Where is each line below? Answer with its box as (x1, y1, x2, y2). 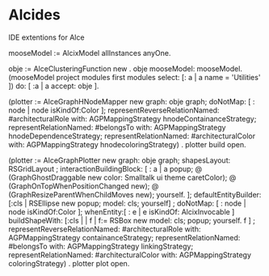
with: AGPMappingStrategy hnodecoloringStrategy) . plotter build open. (8, 139, 246, 149)
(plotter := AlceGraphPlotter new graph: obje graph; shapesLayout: (8, 155, 231, 165)
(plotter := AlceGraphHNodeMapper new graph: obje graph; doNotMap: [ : (8, 96, 255, 106)
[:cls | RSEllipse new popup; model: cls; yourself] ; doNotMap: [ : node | (8, 198, 246, 208)
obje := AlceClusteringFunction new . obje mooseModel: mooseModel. (8, 63, 242, 74)
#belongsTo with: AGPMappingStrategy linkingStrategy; (8, 241, 194, 251)
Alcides (8, 6, 61, 24)
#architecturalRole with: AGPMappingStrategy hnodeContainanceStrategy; (8, 113, 257, 123)
